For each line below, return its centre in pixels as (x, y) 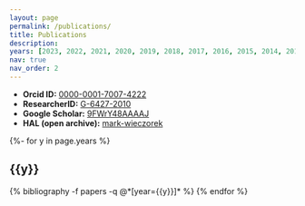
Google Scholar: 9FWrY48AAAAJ (86, 113)
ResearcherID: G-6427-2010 (77, 103)
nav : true (28, 60)
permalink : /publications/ (60, 26)
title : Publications (49, 34)
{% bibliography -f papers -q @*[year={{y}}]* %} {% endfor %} (129, 191)
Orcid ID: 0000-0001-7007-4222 (84, 94)
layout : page (34, 18)
